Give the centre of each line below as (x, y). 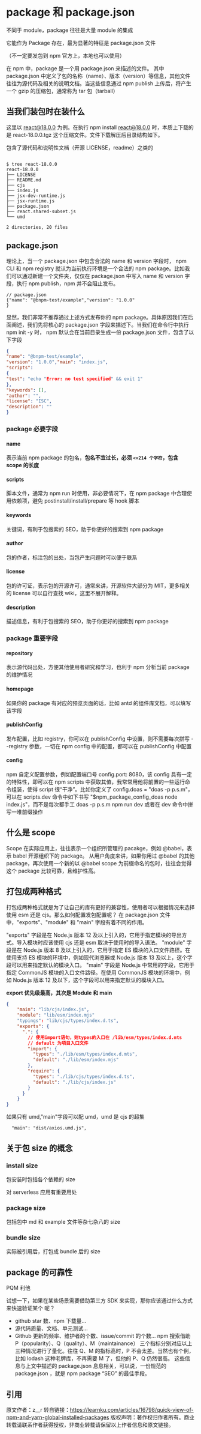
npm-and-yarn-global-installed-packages (58, 1417)
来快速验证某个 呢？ (31, 1308)
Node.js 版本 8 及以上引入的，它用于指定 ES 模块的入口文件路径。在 (107, 950)
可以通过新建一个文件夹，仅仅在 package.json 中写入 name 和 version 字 (100, 276)
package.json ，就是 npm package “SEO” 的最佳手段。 (83, 1373)
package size (26, 1208)
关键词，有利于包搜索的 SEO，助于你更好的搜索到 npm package (85, 529)
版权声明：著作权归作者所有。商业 (153, 1417)
